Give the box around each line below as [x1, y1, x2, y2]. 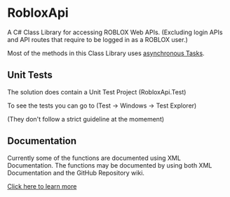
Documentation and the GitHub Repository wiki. [7, 168, 145, 177]
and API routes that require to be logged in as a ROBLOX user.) [7, 35, 188, 43]
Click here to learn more [7, 182, 77, 190]
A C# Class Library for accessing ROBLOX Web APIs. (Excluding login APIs [7, 28, 223, 36]
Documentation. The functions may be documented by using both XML [7, 161, 212, 169]
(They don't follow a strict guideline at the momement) [7, 115, 165, 123]
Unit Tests [7, 69, 53, 81]
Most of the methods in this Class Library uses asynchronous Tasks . [7, 49, 205, 57]
